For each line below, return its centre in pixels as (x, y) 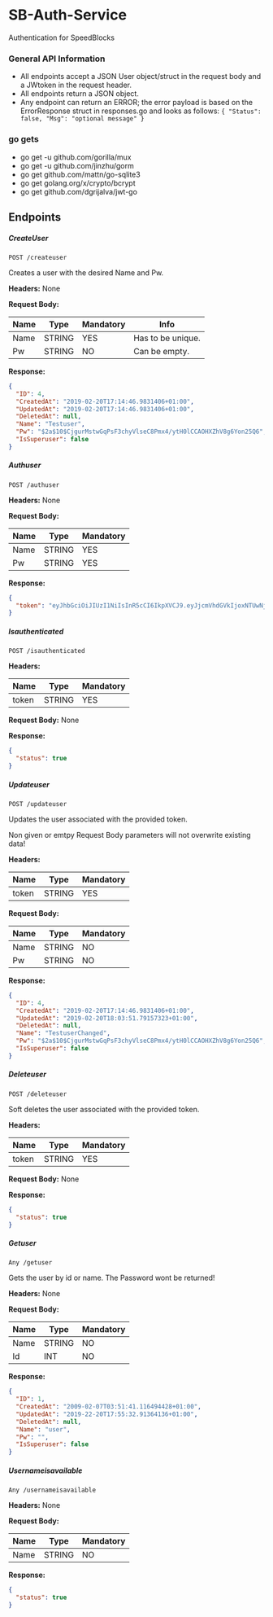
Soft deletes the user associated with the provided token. (104, 1109)
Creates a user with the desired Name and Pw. (86, 272)
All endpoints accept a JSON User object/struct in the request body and (141, 77)
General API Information (57, 59)
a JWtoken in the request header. (76, 85)
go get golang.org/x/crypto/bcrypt (78, 183)
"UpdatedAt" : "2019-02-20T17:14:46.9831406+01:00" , (105, 409)
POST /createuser (38, 257)
